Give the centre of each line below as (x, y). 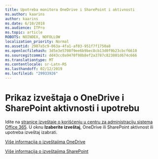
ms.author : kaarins (25, 14)
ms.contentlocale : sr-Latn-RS (36, 64)
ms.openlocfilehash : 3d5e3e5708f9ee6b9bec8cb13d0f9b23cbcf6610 (71, 51)
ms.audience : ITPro (25, 28)
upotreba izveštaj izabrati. (31, 132)
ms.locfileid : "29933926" (31, 74)
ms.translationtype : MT (29, 60)
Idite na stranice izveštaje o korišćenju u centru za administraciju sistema (79, 122)
